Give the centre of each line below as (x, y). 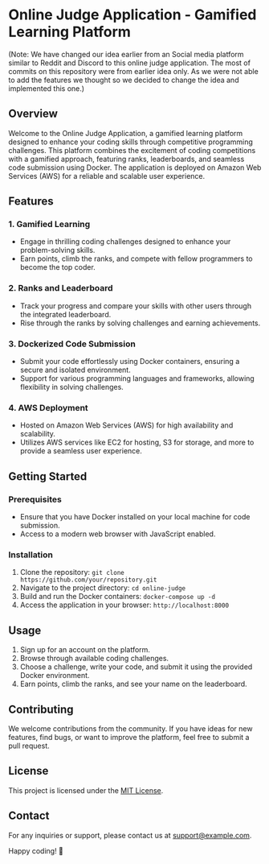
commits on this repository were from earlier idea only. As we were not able (133, 71)
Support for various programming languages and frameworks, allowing (137, 378)
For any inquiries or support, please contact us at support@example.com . (130, 835)
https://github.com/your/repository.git (88, 580)
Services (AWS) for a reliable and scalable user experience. (107, 176)
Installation (31, 555)
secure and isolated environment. (75, 370)
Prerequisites (35, 499)
